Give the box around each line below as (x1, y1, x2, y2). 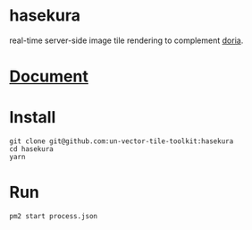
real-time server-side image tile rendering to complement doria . (9, 35, 244, 46)
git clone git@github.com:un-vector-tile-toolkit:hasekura (9, 137, 234, 146)
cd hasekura (9, 145, 54, 154)
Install (9, 107, 56, 128)
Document (9, 66, 89, 87)
